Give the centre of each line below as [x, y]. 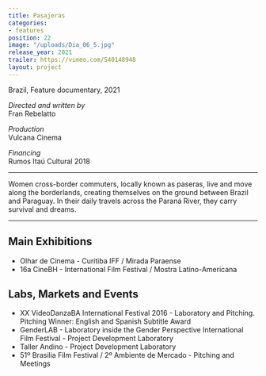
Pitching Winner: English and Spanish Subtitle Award [105, 321]
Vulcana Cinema [35, 137]
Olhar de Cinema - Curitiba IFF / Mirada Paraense [100, 261]
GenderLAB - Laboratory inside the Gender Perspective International [131, 330]
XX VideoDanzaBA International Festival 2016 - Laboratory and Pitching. [137, 313]
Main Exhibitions [50, 242]
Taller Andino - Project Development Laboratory [98, 347]
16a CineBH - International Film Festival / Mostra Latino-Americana [128, 269]
